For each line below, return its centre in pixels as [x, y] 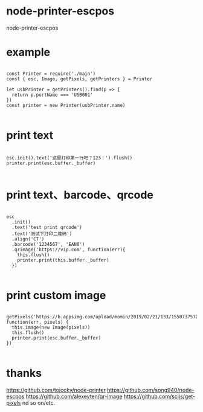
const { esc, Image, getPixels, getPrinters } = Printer [79, 79]
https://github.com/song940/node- [150, 390]
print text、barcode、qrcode [80, 195]
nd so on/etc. [39, 402]
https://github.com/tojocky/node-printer [56, 390]
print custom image [56, 295]
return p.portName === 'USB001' [53, 95]
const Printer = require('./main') [51, 74]
